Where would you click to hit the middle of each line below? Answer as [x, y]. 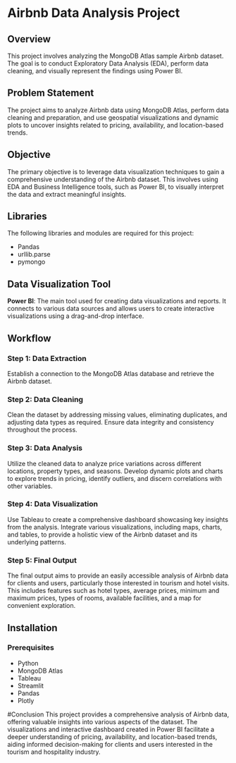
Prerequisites [31, 648]
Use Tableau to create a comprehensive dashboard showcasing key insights [118, 519]
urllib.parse [34, 255]
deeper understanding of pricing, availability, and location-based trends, [112, 737]
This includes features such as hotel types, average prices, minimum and [113, 591]
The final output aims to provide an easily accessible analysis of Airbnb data [118, 575]
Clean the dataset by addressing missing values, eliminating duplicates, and [117, 415]
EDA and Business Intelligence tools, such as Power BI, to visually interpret [116, 187]
